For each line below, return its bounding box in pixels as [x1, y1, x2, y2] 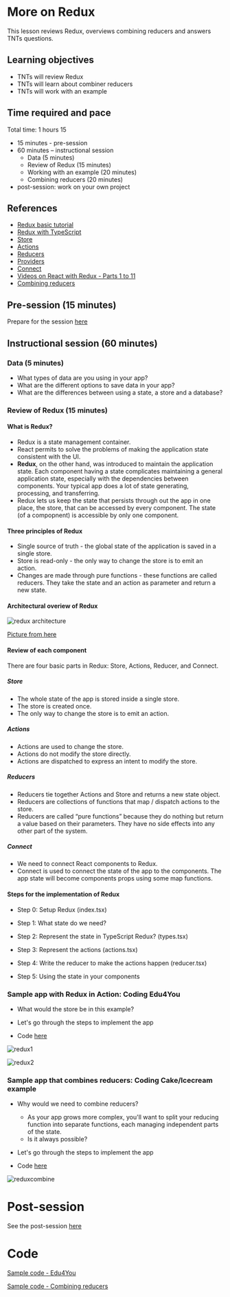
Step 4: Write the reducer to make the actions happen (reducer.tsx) [16, 958, 207, 967]
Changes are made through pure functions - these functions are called [16, 571, 218, 580]
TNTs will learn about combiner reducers [16, 80, 133, 88]
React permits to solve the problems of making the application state [16, 445, 209, 453]
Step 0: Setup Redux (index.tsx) [16, 905, 108, 914]
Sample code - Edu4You [7, 1269, 77, 1277]
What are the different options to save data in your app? [16, 381, 175, 389]
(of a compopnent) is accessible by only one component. [16, 511, 179, 519]
